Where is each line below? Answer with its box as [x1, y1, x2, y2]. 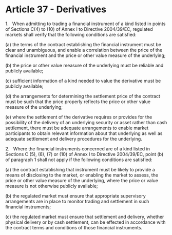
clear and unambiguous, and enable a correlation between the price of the [5, 47, 163, 53]
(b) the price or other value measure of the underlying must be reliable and [5, 62, 164, 68]
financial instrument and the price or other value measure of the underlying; [5, 52, 166, 58]
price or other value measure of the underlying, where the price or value [5, 177, 158, 183]
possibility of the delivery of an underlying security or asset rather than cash [5, 119, 167, 125]
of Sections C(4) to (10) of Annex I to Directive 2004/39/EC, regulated [5, 26, 153, 32]
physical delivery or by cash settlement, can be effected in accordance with [5, 219, 166, 225]
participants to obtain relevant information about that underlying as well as [5, 130, 163, 136]
